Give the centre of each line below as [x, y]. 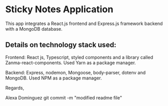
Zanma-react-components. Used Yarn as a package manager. [71, 63]
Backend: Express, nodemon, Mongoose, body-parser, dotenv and [76, 72]
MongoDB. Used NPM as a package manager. [54, 78]
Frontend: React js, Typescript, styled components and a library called [79, 57]
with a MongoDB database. [34, 29]
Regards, [15, 88]
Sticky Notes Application [59, 9]
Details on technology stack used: [61, 45]
